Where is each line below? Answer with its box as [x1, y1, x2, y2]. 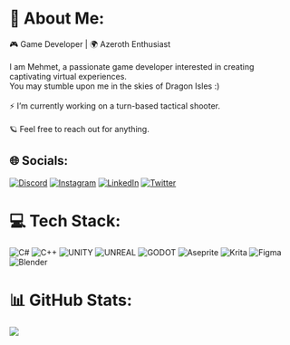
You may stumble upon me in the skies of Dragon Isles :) [9, 81, 220, 91]
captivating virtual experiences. [9, 71, 127, 81]
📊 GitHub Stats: [9, 290, 133, 311]
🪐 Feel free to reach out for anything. [9, 123, 150, 134]
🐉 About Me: [9, 8, 105, 29]
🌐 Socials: [9, 153, 69, 168]
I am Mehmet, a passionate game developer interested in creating [9, 61, 255, 72]
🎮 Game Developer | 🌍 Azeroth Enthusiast [9, 38, 171, 49]
